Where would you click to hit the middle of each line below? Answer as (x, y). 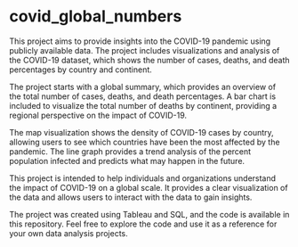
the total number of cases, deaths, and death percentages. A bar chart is (143, 96)
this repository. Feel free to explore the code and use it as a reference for (143, 224)
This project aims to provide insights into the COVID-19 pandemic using (140, 41)
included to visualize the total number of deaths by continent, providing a (143, 105)
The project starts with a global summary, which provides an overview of (143, 86)
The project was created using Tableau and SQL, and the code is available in (149, 214)
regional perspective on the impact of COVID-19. (98, 115)
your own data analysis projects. (69, 233)
